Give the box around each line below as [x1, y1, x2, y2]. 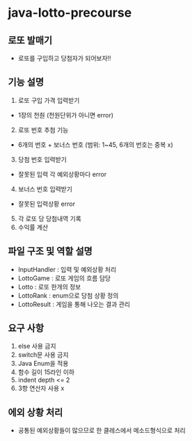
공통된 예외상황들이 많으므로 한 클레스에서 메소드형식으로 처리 [17, 426, 186, 435]
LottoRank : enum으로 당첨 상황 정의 [17, 291, 119, 300]
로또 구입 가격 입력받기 [17, 96, 80, 104]
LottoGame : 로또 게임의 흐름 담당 [17, 273, 111, 282]
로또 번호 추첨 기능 [17, 125, 69, 134]
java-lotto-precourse [8, 5, 132, 21]
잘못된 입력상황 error [17, 200, 76, 208]
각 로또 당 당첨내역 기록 [17, 214, 82, 223]
